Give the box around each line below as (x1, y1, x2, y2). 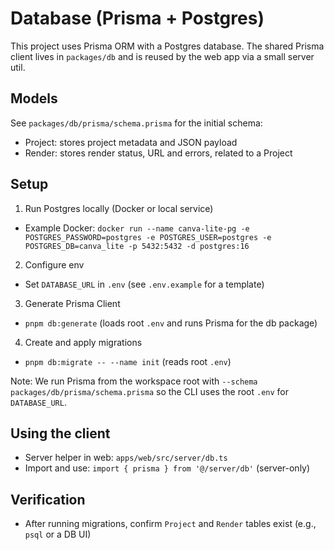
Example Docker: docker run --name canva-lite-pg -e (24, 222, 250, 234)
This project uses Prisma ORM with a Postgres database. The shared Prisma (10, 40, 325, 52)
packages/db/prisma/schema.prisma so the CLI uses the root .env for (10, 385, 290, 397)
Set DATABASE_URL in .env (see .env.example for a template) (24, 278, 265, 290)
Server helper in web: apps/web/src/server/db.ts (24, 452, 228, 464)
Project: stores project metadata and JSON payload (24, 136, 238, 148)
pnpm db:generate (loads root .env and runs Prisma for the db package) (24, 317, 318, 329)
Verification (10, 491, 86, 508)
